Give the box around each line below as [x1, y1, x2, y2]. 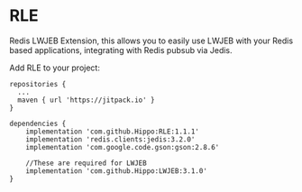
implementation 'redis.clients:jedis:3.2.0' [25, 134, 196, 144]
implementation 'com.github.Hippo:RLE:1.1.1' [25, 127, 200, 136]
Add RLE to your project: [9, 62, 101, 73]
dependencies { [9, 119, 67, 128]
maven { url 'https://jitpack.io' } [17, 96, 155, 105]
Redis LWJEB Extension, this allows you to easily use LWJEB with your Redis [9, 35, 294, 46]
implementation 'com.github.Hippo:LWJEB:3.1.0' [25, 166, 207, 176]
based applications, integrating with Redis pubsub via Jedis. [9, 44, 233, 55]
